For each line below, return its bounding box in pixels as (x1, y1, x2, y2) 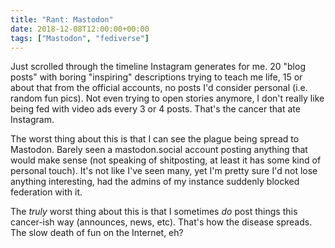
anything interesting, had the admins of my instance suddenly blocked (10, 176, 300, 188)
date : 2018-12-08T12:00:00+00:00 (10, 24, 150, 34)
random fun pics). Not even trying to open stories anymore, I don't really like (10, 92, 325, 105)
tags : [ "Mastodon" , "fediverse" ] (10, 33, 150, 43)
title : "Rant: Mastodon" (10, 14, 114, 25)
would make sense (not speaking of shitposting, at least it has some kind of (10, 154, 322, 166)
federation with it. (10, 186, 83, 198)
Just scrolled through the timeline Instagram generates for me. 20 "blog (10, 61, 306, 73)
